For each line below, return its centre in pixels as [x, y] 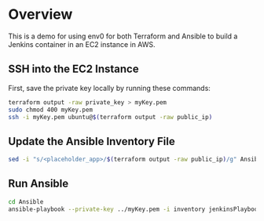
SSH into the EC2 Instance [73, 69]
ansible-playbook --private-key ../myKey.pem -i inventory [107, 209]
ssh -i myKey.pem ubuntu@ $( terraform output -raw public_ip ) [110, 117]
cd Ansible [26, 201]
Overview [40, 14]
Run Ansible [38, 184]
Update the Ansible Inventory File [92, 141]
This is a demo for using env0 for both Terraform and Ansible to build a [123, 36]
